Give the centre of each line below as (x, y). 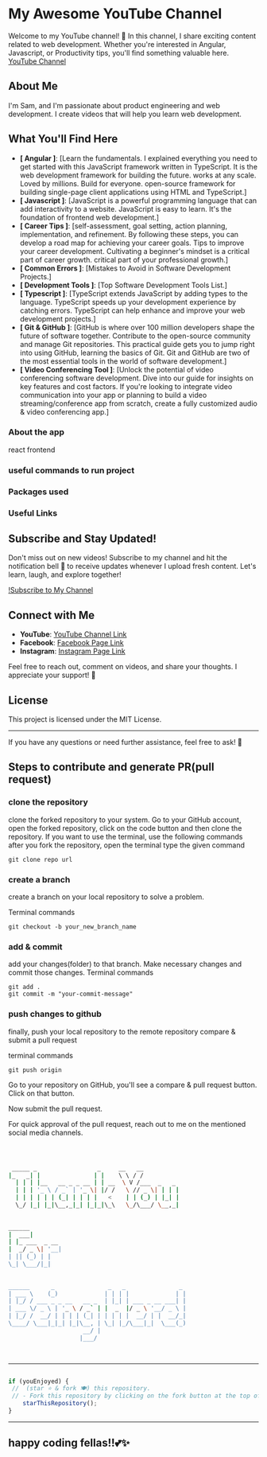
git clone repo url (41, 859)
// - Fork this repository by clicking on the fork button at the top (131, 1396)
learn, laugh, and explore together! (65, 575)
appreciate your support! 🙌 (52, 675)
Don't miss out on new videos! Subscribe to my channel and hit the (118, 558)
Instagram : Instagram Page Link (72, 651)
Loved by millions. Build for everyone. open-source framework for (128, 183)
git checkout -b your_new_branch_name (72, 927)
